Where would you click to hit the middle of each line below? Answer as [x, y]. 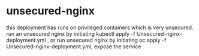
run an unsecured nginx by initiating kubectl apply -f [71, 33]
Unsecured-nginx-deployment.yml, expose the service [74, 46]
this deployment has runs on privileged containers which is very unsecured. [100, 27]
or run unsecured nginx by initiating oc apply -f [108, 40]
